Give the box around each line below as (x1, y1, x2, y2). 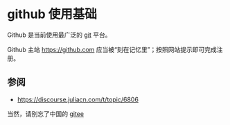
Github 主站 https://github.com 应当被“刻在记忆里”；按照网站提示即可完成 (7, 45, 217, 53)
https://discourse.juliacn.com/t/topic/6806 (17, 95, 139, 103)
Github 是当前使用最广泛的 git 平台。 (7, 31, 112, 39)
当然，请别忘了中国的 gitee (7, 109, 85, 118)
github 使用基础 (7, 6, 97, 22)
